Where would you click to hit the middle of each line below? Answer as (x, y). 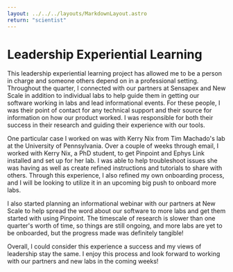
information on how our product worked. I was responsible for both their (110, 118)
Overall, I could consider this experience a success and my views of (104, 246)
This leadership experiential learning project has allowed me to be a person (115, 74)
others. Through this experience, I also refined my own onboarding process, (116, 176)
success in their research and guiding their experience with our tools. (106, 125)
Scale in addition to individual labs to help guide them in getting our (103, 96)
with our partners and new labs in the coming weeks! (83, 262)
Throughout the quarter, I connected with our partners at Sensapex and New (116, 88)
